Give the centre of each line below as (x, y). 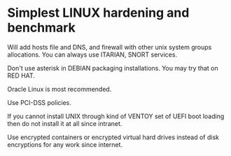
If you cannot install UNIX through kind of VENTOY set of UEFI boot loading (116, 116)
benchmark (41, 28)
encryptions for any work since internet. (65, 144)
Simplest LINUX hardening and (98, 13)
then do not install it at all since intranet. (65, 123)
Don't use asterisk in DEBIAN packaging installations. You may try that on (113, 68)
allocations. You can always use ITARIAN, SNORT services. (92, 55)
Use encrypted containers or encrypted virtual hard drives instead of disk (113, 137)
